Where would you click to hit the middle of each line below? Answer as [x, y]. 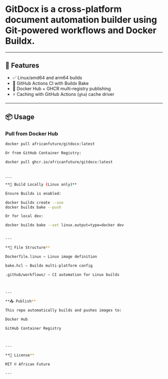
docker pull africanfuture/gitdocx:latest [50, 144]
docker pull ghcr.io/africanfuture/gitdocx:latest [59, 162]
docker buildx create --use [34, 202]
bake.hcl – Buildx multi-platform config [49, 266]
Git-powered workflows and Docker [81, 30]
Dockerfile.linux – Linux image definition [51, 256]
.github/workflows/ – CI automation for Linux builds [62, 275]
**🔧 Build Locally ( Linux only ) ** [41, 184]
